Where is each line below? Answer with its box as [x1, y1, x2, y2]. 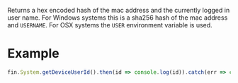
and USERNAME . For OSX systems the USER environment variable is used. [7, 21, 212, 29]
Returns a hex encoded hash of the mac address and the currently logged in [7, 6, 230, 14]
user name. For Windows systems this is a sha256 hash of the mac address [7, 13, 228, 22]
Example [7, 46, 59, 62]
